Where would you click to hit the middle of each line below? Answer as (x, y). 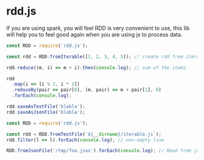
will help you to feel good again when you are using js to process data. (94, 34)
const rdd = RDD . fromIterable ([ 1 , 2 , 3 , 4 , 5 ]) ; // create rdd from (95, 57)
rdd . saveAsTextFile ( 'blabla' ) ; (46, 107)
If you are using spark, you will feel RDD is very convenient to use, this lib (98, 28)
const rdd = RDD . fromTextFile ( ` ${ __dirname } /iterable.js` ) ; (84, 134)
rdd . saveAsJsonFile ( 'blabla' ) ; (46, 112)
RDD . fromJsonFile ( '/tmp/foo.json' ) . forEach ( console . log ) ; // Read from (99, 151)
